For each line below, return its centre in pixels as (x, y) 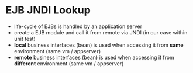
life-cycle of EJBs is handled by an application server (78, 26)
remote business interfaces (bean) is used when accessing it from (94, 57)
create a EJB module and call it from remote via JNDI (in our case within (101, 32)
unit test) (25, 39)
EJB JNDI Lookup (48, 10)
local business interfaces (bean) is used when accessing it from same (99, 45)
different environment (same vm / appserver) (69, 63)
